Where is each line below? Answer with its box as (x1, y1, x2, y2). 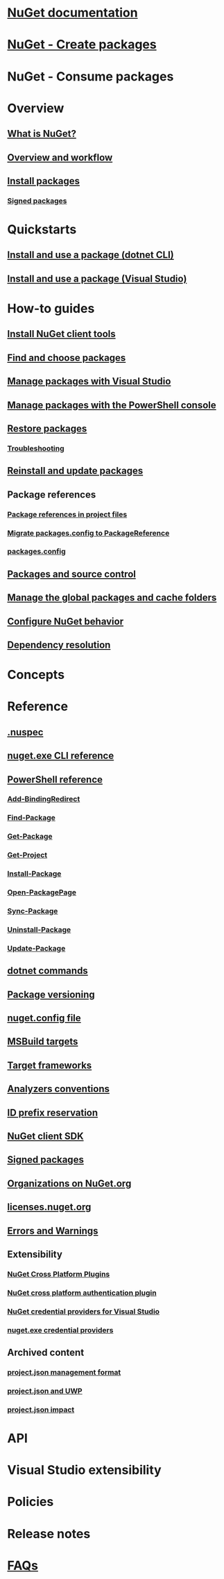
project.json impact (7, 1405, 75, 1414)
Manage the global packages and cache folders (7, 592, 217, 604)
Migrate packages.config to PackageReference (7, 528, 170, 538)
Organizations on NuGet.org (7, 1177, 132, 1189)
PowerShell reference (7, 774, 103, 785)
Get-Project (7, 850, 48, 860)
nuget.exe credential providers (7, 1325, 114, 1335)
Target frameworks (7, 1059, 92, 1071)
